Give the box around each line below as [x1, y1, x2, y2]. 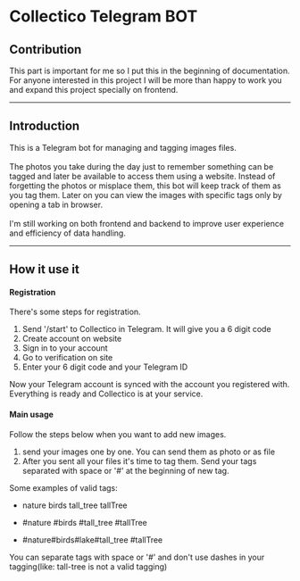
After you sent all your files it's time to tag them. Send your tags [21, 455, 257, 466]
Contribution [9, 42, 82, 57]
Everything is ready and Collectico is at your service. [9, 388, 204, 399]
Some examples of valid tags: [9, 482, 118, 493]
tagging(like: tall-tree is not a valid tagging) [9, 560, 168, 572]
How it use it [9, 261, 80, 278]
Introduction [9, 119, 80, 134]
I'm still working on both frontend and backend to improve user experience [9, 218, 284, 228]
